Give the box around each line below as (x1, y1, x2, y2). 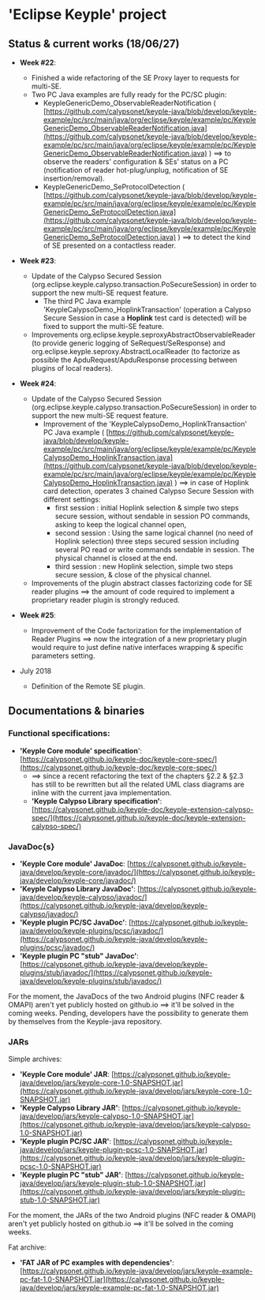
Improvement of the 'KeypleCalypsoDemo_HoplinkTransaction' (43, 420, 248, 428)
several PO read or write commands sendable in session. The (54, 545, 255, 554)
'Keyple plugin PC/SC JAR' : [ (19, 1137, 116, 1146)
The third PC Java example (43, 297, 132, 305)
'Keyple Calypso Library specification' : (31, 796, 162, 805)
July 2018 (19, 667, 52, 675)
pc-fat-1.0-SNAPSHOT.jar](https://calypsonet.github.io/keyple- (19, 1275, 225, 1284)
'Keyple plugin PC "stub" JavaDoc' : (19, 951, 140, 960)
